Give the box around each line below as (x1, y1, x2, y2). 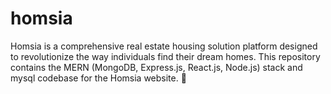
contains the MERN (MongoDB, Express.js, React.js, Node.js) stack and (10, 61, 303, 73)
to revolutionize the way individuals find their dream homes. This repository (10, 50, 321, 62)
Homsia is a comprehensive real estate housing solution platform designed (10, 40, 318, 52)
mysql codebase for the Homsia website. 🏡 (10, 72, 187, 84)
